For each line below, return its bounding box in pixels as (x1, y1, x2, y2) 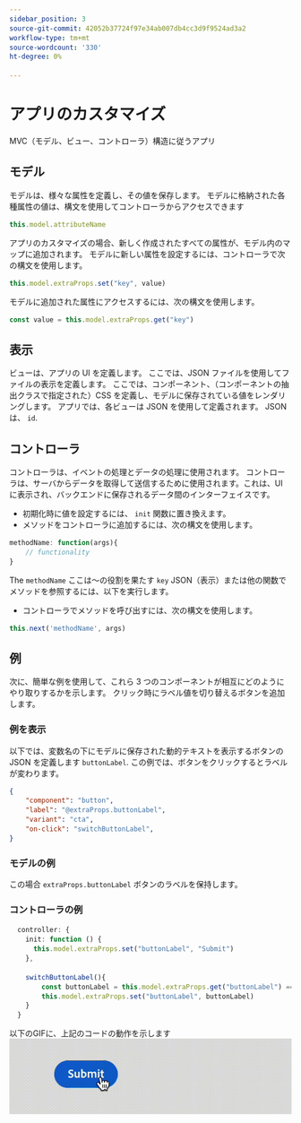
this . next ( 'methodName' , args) (9, 624, 126, 633)
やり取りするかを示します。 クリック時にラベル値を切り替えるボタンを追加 (9, 687, 286, 698)
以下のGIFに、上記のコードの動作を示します (9, 1028, 172, 1039)
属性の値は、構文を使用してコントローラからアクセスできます (16, 201, 245, 212)
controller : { (17, 926, 70, 935)
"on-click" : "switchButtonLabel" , (25, 825, 154, 834)
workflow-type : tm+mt (9, 33, 90, 42)
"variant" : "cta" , (25, 816, 94, 825)
